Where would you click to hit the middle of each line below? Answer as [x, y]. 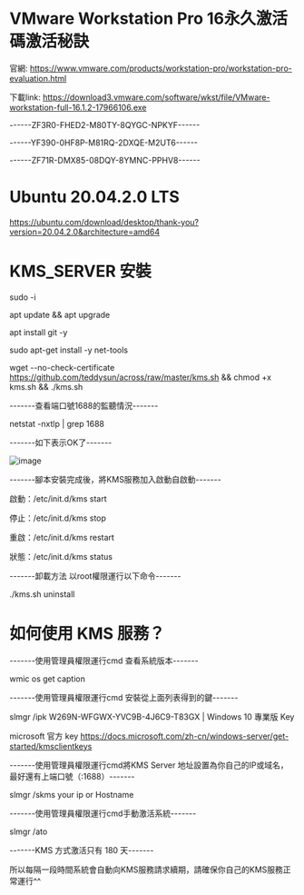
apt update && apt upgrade [60, 314]
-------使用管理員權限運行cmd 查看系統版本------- [104, 661]
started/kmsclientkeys [51, 746]
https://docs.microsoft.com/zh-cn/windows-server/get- [184, 736]
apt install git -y [39, 332]
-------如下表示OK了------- [61, 443]
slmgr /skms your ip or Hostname [72, 794]
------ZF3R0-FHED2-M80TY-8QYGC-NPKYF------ [105, 124]
